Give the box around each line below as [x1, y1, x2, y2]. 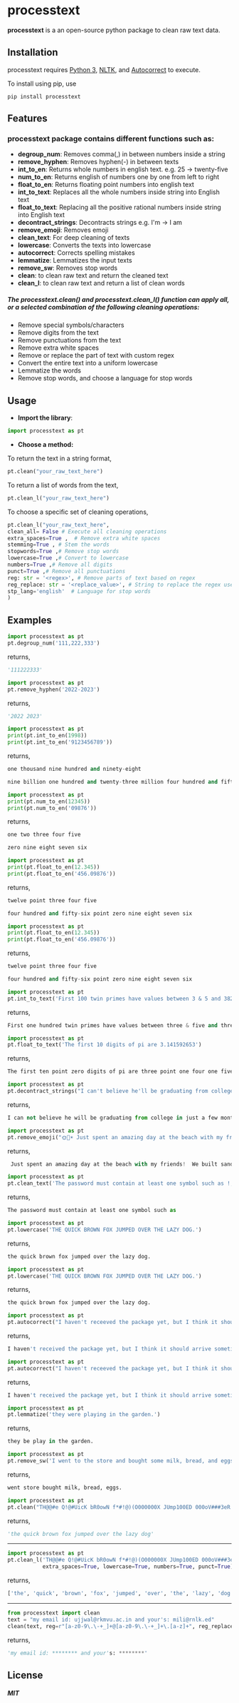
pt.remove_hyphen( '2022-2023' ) [7, 686, 100, 693]
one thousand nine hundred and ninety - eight [7, 766, 142, 773]
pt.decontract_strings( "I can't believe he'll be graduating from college [7, 1088, 234, 1095]
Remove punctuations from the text [17, 336, 122, 345]
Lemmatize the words [17, 366, 82, 375]
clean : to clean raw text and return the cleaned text [17, 271, 169, 280]
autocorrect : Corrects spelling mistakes [17, 248, 135, 257]
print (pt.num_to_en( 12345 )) [7, 798, 91, 805]
